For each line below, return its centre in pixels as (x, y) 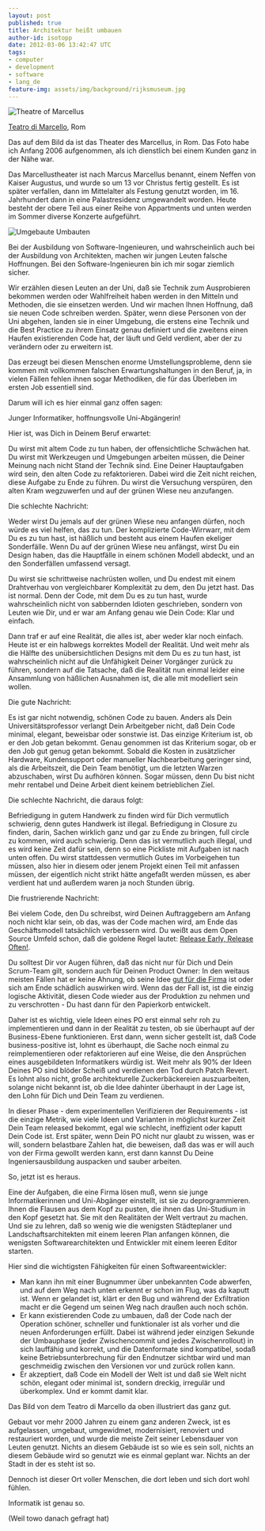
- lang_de (25, 82)
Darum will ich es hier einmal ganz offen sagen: (85, 403)
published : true (35, 23)
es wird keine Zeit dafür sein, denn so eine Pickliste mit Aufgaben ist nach (129, 849)
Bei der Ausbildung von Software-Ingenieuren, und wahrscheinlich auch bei (132, 247)
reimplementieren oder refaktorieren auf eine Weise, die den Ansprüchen (127, 1053)
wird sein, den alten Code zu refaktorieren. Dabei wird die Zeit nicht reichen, (132, 474)
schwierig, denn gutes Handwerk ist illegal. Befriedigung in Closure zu (123, 824)
